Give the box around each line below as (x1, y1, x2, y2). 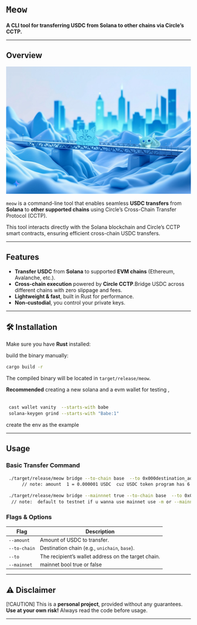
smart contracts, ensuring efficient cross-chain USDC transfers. (6, 229, 161, 237)
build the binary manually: (6, 352, 69, 359)
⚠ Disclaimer (6, 585, 56, 595)
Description (85, 528, 115, 535)
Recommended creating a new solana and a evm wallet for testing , (6, 386, 170, 393)
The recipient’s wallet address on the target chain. (40, 553, 160, 560)
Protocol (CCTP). (6, 212, 47, 219)
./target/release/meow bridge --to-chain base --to (8, 475, 141, 481)
